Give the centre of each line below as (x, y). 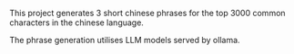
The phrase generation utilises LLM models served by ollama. (125, 40)
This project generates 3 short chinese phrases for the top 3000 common (147, 13)
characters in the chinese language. (76, 22)
